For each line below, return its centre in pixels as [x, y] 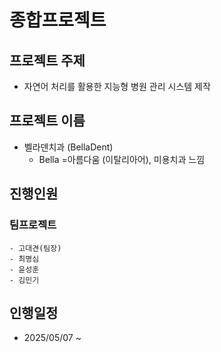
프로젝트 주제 [47, 60]
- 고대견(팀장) [35, 248]
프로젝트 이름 [47, 121]
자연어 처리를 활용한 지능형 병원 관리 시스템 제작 [117, 86]
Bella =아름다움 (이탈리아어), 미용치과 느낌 [122, 159]
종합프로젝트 [58, 20]
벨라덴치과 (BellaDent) [68, 147]
